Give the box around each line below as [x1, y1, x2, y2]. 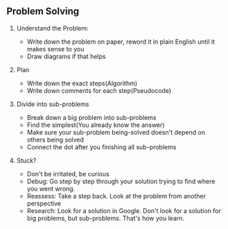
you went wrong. [26, 184, 76, 193]
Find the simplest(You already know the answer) [26, 121, 165, 129]
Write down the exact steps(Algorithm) [26, 79, 138, 87]
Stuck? [16, 156, 37, 164]
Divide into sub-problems [16, 100, 89, 108]
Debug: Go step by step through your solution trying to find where [26, 177, 216, 185]
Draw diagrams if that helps [26, 52, 106, 60]
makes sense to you [26, 44, 85, 53]
